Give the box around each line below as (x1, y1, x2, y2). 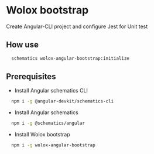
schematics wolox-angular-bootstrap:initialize (11, 55, 130, 61)
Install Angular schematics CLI (14, 87, 88, 94)
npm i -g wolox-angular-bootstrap (11, 142, 95, 148)
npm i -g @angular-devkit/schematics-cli (11, 98, 114, 104)
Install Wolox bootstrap (14, 131, 70, 138)
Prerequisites (6, 71, 56, 82)
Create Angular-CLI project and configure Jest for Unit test (6, 23, 148, 30)
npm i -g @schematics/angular (11, 121, 85, 126)
